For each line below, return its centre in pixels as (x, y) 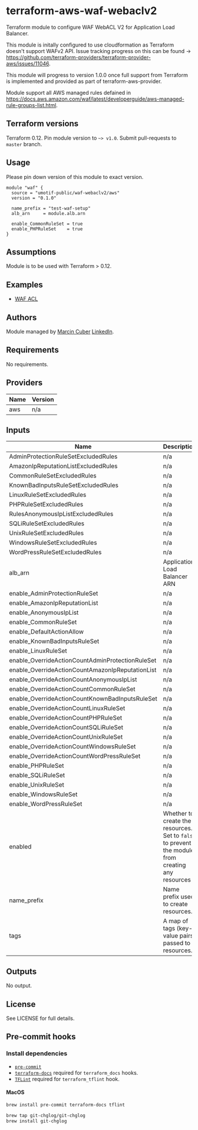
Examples (24, 285)
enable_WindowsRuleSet (43, 794)
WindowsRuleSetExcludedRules (53, 543)
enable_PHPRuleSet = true (47, 229)
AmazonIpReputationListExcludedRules (63, 466)
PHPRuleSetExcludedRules (46, 505)
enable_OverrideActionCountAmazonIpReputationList (83, 670)
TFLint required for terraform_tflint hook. (67, 1079)
